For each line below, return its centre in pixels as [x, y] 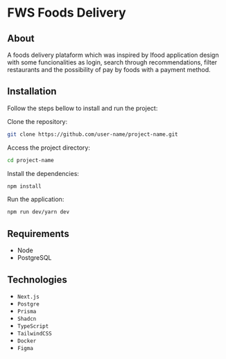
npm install [24, 186]
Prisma [27, 311]
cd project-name [31, 160]
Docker [27, 341]
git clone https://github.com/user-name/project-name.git [93, 134]
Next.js [28, 297]
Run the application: [36, 200]
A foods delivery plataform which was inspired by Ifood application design [113, 55]
